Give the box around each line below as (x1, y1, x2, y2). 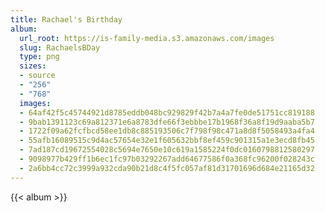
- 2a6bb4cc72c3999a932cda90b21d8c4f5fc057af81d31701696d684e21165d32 (19, 163, 315, 173)
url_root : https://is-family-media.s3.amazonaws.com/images (19, 33, 275, 43)
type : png (19, 52, 60, 62)
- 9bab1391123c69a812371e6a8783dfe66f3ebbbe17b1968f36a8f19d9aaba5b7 (19, 117, 315, 127)
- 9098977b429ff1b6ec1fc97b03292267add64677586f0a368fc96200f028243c (19, 154, 315, 164)
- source (19, 71, 56, 81)
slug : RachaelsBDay (19, 42, 101, 53)
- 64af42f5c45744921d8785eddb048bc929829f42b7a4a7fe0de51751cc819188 (19, 107, 315, 118)
